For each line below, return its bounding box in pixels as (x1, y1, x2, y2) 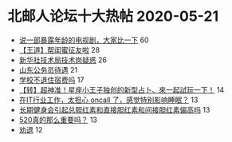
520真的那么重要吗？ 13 (18, 115, 97, 124)
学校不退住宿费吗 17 (18, 75, 85, 85)
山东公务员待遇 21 (18, 65, 77, 74)
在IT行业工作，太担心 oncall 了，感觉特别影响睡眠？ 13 (18, 95, 199, 105)
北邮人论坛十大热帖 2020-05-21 (7, 7, 219, 26)
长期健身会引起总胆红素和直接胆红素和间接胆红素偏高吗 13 (18, 105, 210, 114)
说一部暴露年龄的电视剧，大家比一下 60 (18, 35, 149, 45)
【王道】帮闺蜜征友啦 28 (18, 45, 100, 54)
